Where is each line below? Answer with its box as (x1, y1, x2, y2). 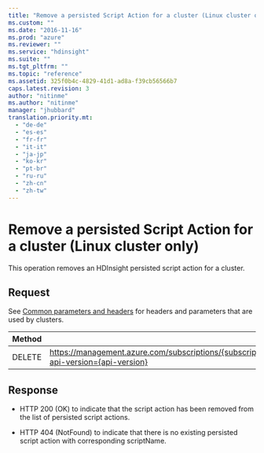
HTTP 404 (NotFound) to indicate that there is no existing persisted (19, 428, 238, 437)
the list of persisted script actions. (19, 413, 130, 422)
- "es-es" (15, 128, 47, 136)
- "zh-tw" (15, 186, 47, 195)
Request (8, 286, 50, 299)
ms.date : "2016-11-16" (8, 26, 82, 34)
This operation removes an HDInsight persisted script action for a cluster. (8, 263, 245, 272)
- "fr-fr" (15, 135, 47, 144)
